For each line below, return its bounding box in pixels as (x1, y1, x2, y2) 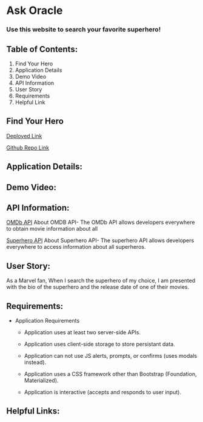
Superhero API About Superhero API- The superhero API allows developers (6, 237, 195, 244)
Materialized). (24, 377, 59, 384)
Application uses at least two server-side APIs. (24, 328, 141, 336)
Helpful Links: (6, 406, 60, 417)
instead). (24, 358, 47, 366)
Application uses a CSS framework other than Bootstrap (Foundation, (24, 370, 197, 377)
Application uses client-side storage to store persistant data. (24, 340, 175, 348)
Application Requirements (15, 317, 80, 324)
